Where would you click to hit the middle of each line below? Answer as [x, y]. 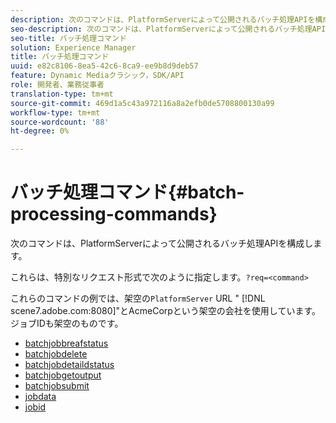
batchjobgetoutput [63, 375]
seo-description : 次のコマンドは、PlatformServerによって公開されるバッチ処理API [168, 29]
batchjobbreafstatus [66, 343]
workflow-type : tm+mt [55, 112]
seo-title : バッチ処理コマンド [68, 38]
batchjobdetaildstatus [69, 365]
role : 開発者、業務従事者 [57, 85]
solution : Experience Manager [73, 47]
